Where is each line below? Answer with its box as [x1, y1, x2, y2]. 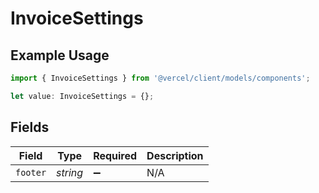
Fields [10, 119, 50, 136]
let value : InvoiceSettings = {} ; [10, 91, 155, 101]
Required [93, 148, 138, 162]
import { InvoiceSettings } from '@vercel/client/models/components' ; [10, 73, 311, 83]
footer [15, 167, 47, 178]
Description [146, 148, 204, 162]
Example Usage [10, 47, 110, 64]
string [56, 165, 84, 179]
